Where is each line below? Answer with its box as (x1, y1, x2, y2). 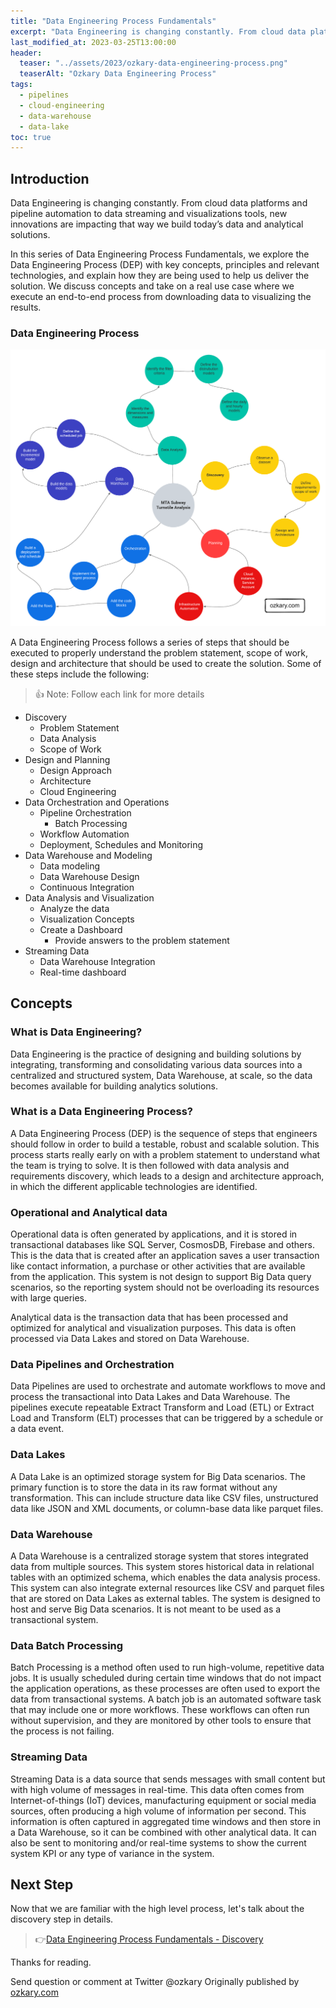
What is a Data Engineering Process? (10, 1105, 193, 1119)
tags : (10, 80, 33, 90)
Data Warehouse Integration (39, 955, 156, 967)
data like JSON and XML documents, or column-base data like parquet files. (10, 1502, 324, 1514)
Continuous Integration (39, 881, 135, 893)
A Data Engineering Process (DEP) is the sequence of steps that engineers (10, 1127, 318, 1139)
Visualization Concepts (39, 913, 135, 925)
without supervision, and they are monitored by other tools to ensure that (10, 1715, 312, 1727)
